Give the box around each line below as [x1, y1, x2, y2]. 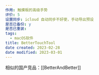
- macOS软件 [10, 36, 34, 41]
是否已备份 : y [5, 21, 31, 27]
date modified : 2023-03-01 [5, 50, 62, 55]
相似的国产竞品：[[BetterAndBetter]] [5, 64, 81, 70]
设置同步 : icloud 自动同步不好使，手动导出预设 [5, 17, 94, 22]
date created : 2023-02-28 [5, 45, 60, 50]
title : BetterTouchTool [5, 41, 56, 46]
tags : [5, 31, 17, 36]
